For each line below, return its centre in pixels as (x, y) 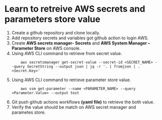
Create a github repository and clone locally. (56, 33)
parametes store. (29, 112)
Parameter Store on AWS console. (46, 48)
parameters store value (52, 19)
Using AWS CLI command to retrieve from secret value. (67, 53)
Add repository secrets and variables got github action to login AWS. (80, 38)
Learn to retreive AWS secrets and (75, 9)
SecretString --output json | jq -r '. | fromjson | (81, 67)
